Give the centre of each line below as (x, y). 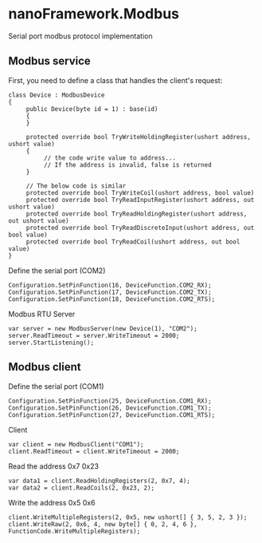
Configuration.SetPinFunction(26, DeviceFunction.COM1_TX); (110, 408)
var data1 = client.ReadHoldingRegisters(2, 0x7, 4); (100, 481)
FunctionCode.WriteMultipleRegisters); (74, 531)
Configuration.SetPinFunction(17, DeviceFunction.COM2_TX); (110, 292)
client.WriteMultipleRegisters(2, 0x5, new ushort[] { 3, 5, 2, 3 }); (128, 517)
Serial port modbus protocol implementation (80, 36)
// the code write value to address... (110, 158)
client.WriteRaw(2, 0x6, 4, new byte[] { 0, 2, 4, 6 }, (103, 524)
